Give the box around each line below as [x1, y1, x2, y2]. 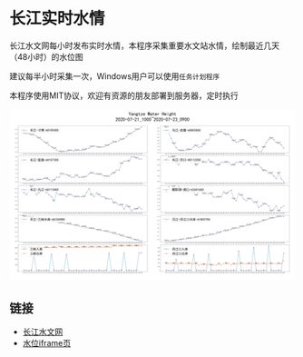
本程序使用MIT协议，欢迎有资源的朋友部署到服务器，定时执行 [9, 90, 239, 101]
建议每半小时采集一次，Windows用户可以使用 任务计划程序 [9, 70, 220, 82]
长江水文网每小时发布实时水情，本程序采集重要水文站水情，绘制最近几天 [9, 40, 279, 51]
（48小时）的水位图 [9, 51, 83, 62]
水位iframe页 [22, 337, 71, 348]
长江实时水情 [9, 8, 106, 29]
